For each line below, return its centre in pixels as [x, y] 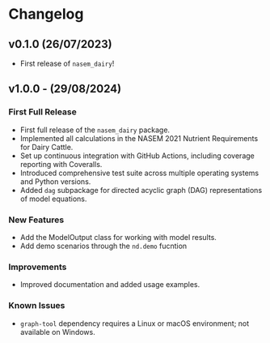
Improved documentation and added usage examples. [110, 285]
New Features [36, 220]
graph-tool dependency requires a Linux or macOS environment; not [135, 323]
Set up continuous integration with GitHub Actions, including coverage [137, 156]
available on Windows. [57, 332]
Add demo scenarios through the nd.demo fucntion [103, 246]
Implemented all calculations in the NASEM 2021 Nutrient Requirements [139, 138]
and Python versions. [55, 181]
